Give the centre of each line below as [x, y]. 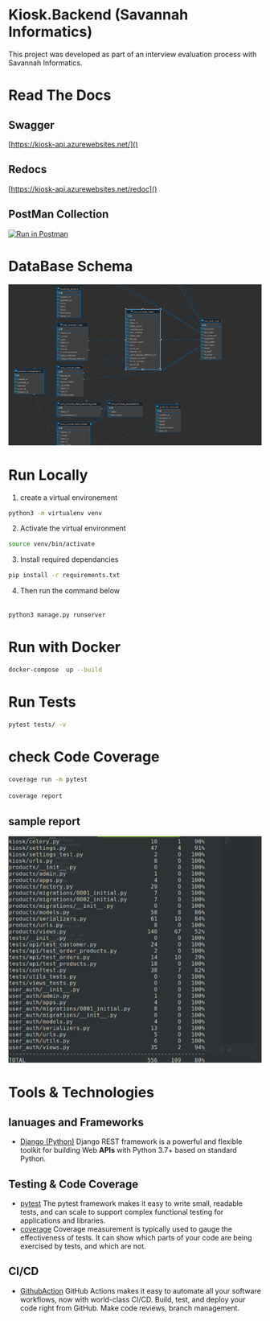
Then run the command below [70, 591]
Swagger [31, 125]
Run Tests [42, 702]
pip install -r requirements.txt [64, 576]
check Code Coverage [84, 756]
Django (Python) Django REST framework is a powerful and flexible [131, 1141]
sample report [44, 821]
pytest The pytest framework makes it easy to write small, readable [131, 1203]
